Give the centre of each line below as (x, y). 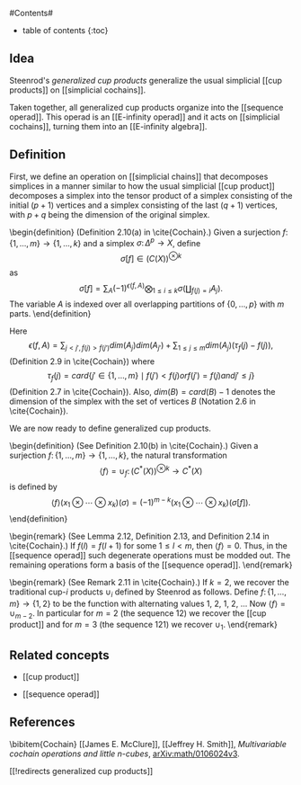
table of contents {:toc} (65, 30)
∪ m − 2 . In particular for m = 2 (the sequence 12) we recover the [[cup (138, 614)
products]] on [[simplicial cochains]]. (78, 90)
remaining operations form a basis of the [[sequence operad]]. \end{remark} (151, 565)
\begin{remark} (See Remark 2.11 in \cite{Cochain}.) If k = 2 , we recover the (150, 582)
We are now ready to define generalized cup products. (110, 428)
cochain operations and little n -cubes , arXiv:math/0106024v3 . (124, 754)
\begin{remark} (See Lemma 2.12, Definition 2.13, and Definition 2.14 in (139, 536)
